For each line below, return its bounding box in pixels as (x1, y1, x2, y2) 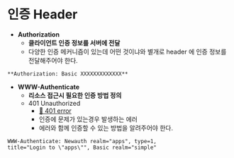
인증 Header (7, 6, 78, 23)
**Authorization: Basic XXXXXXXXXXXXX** (7, 70, 129, 78)
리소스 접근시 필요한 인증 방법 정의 (28, 91, 122, 99)
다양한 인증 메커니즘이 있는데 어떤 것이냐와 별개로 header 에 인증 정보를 (28, 47, 227, 56)
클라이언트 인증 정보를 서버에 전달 (28, 38, 121, 47)
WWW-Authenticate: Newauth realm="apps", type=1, (7, 138, 157, 145)
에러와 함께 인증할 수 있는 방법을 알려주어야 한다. (38, 123, 174, 132)
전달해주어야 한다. (28, 56, 78, 64)
